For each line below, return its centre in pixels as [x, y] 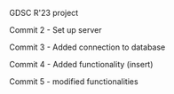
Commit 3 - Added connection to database [87, 47]
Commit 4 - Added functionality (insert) [81, 64]
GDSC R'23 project [44, 13]
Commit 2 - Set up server [55, 30]
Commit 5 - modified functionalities [74, 82]
